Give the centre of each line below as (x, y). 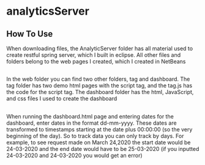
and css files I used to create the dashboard (62, 98)
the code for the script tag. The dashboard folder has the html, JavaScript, (100, 92)
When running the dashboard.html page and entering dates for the (90, 116)
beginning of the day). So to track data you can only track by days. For (95, 136)
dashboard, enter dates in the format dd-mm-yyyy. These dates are (91, 123)
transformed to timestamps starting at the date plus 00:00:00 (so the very (99, 129)
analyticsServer (48, 11)
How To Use (30, 34)
